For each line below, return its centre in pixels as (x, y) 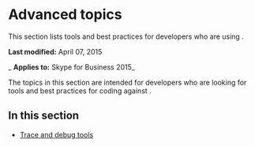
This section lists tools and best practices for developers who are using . (126, 36)
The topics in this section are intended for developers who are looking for (127, 82)
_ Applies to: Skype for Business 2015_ (72, 67)
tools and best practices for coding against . (80, 90)
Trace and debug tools (56, 134)
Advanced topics (65, 15)
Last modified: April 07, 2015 (55, 51)
